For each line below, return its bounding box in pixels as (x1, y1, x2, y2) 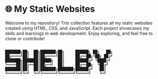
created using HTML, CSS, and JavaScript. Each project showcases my (5, 25, 150, 31)
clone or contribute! (5, 35, 45, 41)
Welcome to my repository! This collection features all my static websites (5, 20, 153, 26)
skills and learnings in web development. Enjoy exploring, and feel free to (5, 30, 153, 36)
